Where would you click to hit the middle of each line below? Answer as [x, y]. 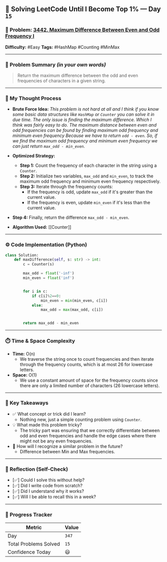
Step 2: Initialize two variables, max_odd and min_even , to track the [86, 176]
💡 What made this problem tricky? [47, 424]
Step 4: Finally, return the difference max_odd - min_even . [71, 218]
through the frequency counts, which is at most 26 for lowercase [86, 364]
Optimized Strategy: [34, 156]
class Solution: [22, 255]
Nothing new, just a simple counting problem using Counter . [81, 420]
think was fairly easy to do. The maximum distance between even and [84, 125]
